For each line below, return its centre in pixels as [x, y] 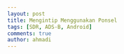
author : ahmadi [29, 40]
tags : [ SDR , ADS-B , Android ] [50, 27]
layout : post [26, 14]
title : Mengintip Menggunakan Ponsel [62, 20]
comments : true [29, 33]
